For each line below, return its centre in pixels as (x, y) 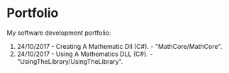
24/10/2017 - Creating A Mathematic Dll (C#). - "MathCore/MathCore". (119, 46)
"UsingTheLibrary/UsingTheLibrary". (70, 61)
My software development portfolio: (59, 33)
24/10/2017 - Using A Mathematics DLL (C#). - (85, 54)
